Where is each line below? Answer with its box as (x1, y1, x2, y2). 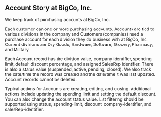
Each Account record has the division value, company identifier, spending (5, 56, 152, 62)
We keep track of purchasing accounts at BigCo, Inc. (5, 16, 110, 22)
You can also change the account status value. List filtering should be (5, 96, 144, 102)
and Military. (5, 46, 30, 52)
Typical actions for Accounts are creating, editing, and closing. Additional (5, 86, 151, 91)
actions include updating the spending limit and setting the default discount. (5, 91, 157, 97)
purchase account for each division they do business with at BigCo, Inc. (5, 36, 148, 42)
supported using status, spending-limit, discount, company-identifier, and (5, 101, 152, 107)
